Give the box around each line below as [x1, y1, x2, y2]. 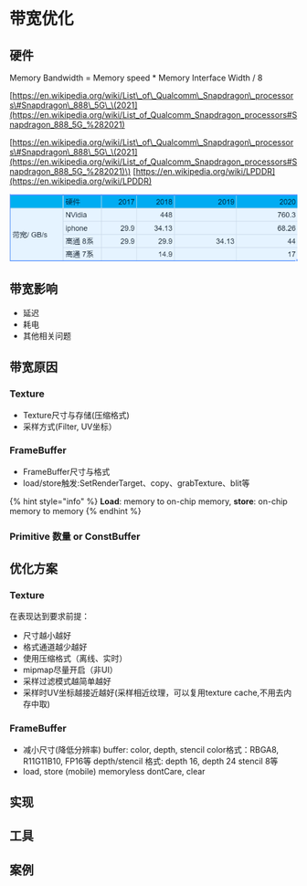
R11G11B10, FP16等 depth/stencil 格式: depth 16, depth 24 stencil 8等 [22, 755, 279, 766]
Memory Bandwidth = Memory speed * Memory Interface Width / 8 [9, 72, 263, 83]
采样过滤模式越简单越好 [22, 676, 111, 687]
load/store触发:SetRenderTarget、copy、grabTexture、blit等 [22, 477, 250, 489]
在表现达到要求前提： [9, 611, 90, 622]
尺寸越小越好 [22, 630, 71, 641]
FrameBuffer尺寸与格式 [22, 466, 111, 477]
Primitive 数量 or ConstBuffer [9, 530, 141, 543]
